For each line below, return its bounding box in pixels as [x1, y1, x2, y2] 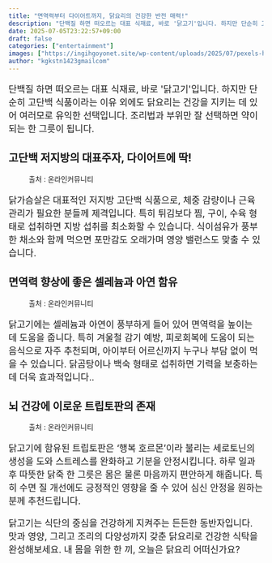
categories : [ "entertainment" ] [8, 42, 114, 50]
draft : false [8, 34, 53, 43]
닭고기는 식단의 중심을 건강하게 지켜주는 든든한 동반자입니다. [8, 518, 253, 530]
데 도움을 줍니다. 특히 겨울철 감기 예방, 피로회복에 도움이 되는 [8, 332, 255, 343]
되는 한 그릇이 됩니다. [8, 122, 95, 135]
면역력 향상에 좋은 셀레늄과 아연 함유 [8, 275, 178, 289]
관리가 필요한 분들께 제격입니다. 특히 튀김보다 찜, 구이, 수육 [8, 208, 247, 219]
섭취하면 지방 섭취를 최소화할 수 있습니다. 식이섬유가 [28, 221, 239, 232]
